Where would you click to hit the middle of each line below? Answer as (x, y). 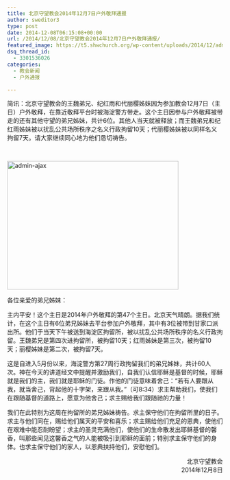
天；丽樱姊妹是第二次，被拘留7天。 (57, 349)
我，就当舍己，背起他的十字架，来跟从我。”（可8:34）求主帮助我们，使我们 (112, 389)
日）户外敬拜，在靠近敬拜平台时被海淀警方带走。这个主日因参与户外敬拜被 (112, 112)
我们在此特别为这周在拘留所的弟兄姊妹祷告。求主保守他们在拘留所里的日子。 (115, 413)
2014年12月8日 (202, 470)
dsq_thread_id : (29, 52)
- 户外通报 (27, 77)
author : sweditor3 (33, 20)
